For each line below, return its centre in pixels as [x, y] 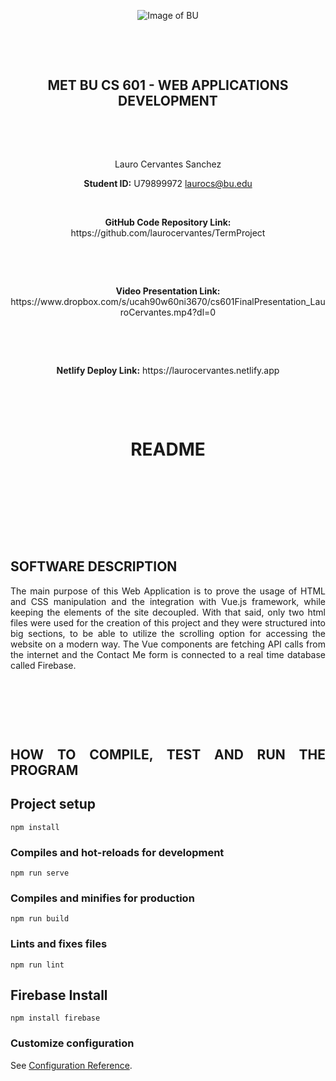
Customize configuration [72, 1043]
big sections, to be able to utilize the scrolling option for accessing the [168, 633]
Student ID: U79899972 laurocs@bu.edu [168, 183]
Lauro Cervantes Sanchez [168, 164]
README [168, 449]
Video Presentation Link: [168, 291]
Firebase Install [59, 995]
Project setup [53, 804]
